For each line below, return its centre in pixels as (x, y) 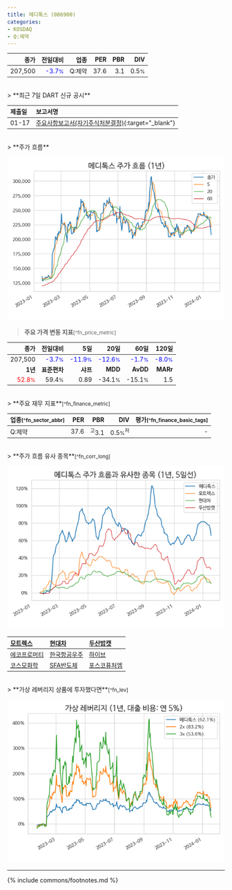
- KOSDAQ (20, 29)
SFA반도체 (64, 666)
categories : (24, 22)
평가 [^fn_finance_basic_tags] (172, 420)
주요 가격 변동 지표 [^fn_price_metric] (70, 332)
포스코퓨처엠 (106, 666)
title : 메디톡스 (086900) (41, 14)
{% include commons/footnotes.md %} (63, 880)
